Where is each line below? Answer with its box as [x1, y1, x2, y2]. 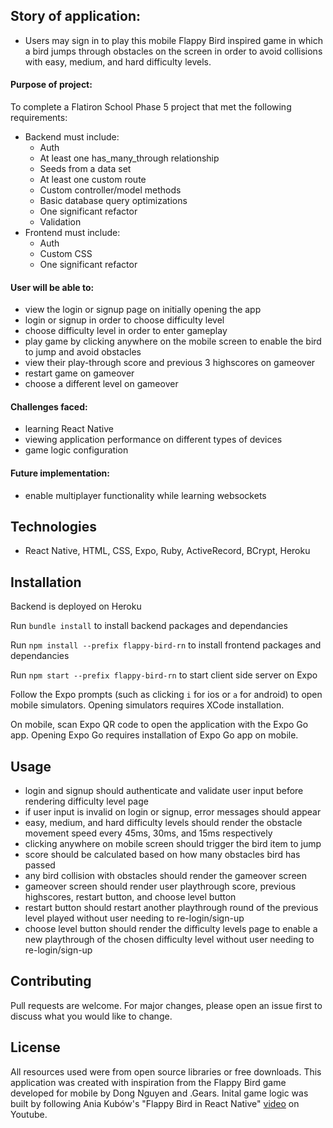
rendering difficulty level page [24, 795, 149, 808]
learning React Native [24, 423, 114, 435]
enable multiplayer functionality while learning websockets [24, 489, 267, 501]
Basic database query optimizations [39, 195, 188, 207]
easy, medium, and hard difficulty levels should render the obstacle [24, 817, 303, 829]
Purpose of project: [10, 79, 93, 91]
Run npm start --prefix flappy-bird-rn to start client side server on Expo [10, 669, 318, 681]
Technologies [10, 519, 98, 536]
